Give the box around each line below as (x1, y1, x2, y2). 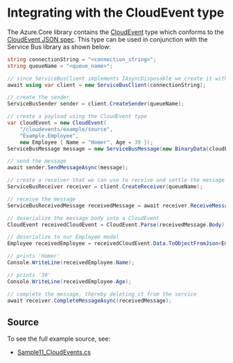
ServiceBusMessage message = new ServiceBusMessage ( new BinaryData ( (7, 145, 209, 152)
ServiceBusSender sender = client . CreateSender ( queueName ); (7, 101, 185, 108)
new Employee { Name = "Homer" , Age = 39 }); (19, 139, 154, 146)
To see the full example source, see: (7, 335, 111, 343)
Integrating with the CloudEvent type (7, 5, 225, 21)
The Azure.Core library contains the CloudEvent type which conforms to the (7, 28, 224, 36)
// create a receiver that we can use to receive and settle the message (7, 177, 225, 184)
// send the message (7, 158, 67, 164)
